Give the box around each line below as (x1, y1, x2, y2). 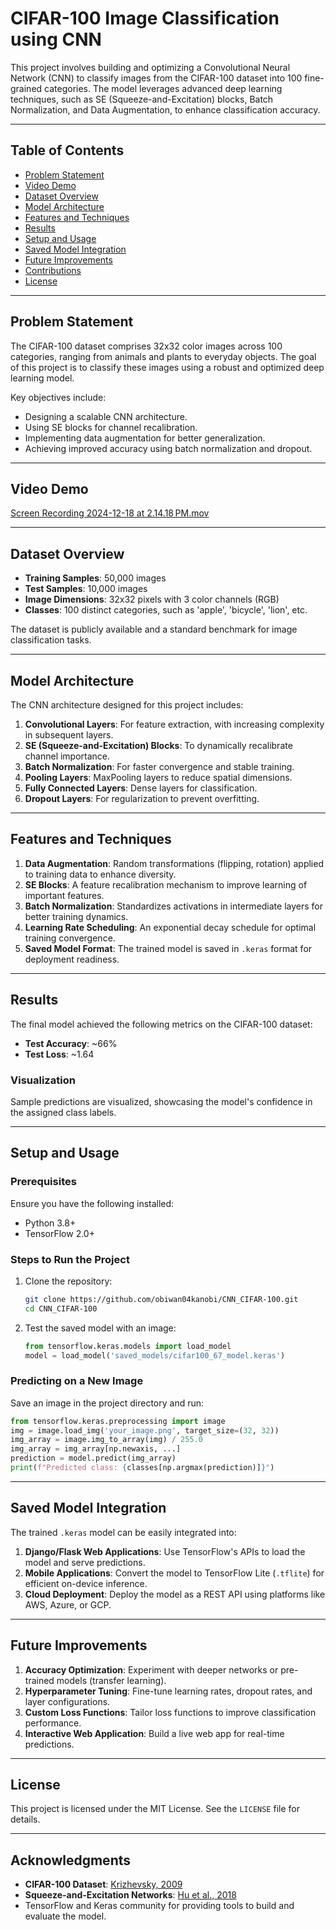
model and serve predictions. (24, 1556, 146, 1568)
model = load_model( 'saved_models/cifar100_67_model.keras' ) (24, 1350, 286, 1361)
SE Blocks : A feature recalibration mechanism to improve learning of (24, 878, 308, 891)
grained (10, 82, 43, 94)
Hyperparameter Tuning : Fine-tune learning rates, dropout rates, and (24, 1685, 313, 1697)
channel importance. (24, 750, 111, 762)
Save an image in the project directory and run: (10, 1397, 205, 1409)
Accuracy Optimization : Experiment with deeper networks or (24, 1663, 279, 1676)
